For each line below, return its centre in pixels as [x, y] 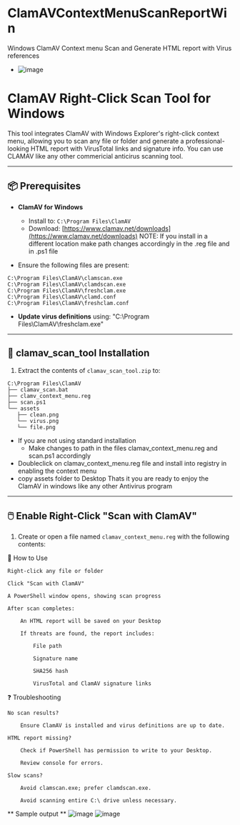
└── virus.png [38, 421]
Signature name [56, 659]
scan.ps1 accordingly [60, 456]
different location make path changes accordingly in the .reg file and [129, 244]
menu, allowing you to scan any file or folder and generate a [96, 141]
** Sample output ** [37, 814]
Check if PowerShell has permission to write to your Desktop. [116, 751]
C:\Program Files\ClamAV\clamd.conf [62, 297]
